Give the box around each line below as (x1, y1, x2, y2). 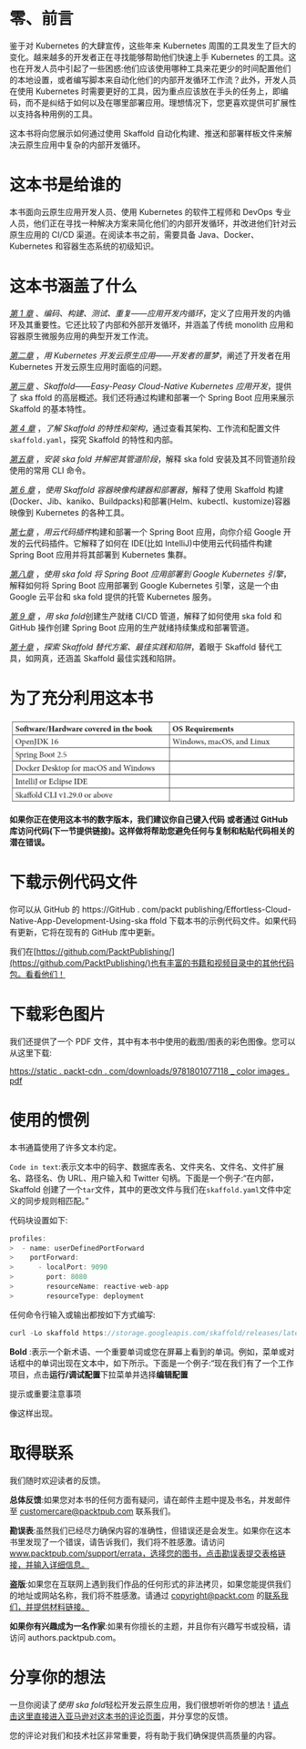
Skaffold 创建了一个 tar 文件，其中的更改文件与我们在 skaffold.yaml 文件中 (9, 1183, 284, 1194)
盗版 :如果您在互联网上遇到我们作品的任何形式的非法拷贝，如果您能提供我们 (9, 1578, 291, 1590)
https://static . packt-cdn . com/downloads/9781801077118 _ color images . (9, 1065, 290, 1076)
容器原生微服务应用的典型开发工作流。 (9, 330, 153, 342)
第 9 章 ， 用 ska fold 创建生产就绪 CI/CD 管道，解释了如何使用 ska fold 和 (9, 610, 282, 621)
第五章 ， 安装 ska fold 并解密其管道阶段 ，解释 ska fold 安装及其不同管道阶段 (9, 453, 296, 465)
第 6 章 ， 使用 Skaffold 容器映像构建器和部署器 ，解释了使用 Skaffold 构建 (9, 484, 284, 495)
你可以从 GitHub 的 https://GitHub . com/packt (9, 904, 183, 915)
